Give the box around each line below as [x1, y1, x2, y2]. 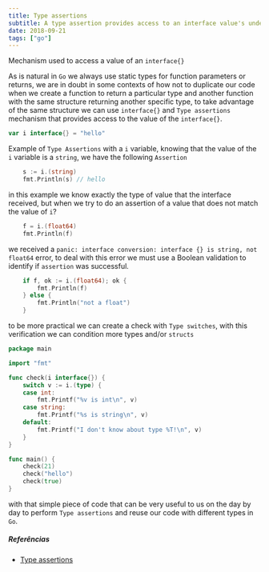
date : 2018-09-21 [8, 26, 66, 34]
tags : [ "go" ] [8, 34, 52, 42]
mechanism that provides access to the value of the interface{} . [8, 114, 223, 124]
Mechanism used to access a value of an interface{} [8, 56, 185, 66]
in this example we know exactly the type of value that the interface [8, 190, 232, 199]
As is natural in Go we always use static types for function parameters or [8, 71, 246, 81]
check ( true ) [22, 478, 62, 486]
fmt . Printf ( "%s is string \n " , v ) [37, 411, 149, 419]
